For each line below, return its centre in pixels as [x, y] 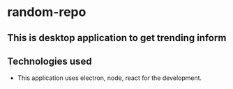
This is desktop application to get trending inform [117, 38]
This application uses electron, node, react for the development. [110, 78]
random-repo [47, 12]
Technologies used [50, 61]
